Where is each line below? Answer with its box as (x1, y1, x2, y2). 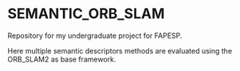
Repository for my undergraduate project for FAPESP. (7, 31, 183, 40)
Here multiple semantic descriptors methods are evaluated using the (7, 46, 233, 55)
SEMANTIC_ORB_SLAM (7, 5, 165, 23)
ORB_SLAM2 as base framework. (7, 54, 116, 64)
